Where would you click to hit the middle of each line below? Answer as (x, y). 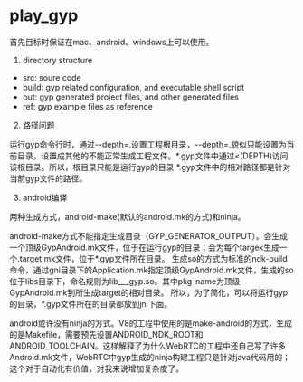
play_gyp (44, 16)
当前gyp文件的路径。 (48, 178)
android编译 (45, 197)
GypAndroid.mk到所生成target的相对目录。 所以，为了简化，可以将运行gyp (149, 292)
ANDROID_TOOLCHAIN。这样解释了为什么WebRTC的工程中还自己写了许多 (148, 346)
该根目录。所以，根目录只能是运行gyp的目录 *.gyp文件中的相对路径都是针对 (150, 167)
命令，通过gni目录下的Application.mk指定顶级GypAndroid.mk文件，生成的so (151, 270)
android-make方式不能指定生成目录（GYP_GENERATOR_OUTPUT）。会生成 (148, 235)
